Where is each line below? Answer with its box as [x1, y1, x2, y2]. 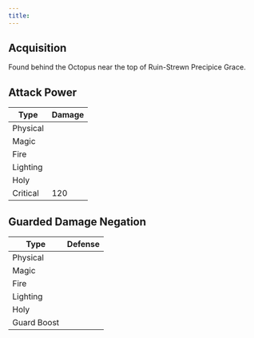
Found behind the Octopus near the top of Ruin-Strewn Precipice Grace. [8, 62, 246, 72]
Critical [12, 188, 40, 199]
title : [8, 11, 30, 20]
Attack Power [8, 85, 77, 99]
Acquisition [8, 42, 67, 55]
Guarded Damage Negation [8, 215, 146, 229]
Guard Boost [12, 317, 60, 328]
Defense [66, 239, 100, 250]
